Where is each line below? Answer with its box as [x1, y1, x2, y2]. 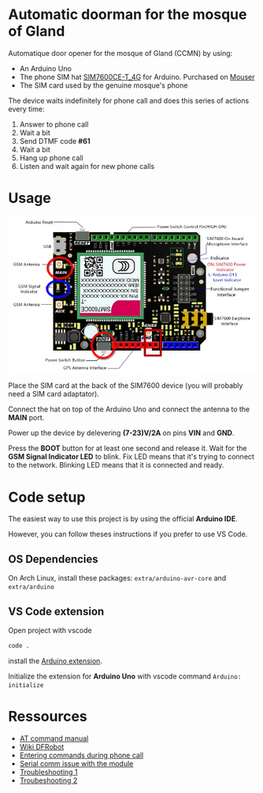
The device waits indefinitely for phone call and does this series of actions [8, 96, 250, 105]
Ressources [8, 708, 88, 726]
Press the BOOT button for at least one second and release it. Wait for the [8, 444, 247, 453]
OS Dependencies [8, 552, 98, 566]
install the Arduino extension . [8, 656, 102, 665]
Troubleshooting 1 [19, 767, 78, 776]
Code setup [8, 488, 86, 506]
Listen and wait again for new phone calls [19, 161, 155, 171]
